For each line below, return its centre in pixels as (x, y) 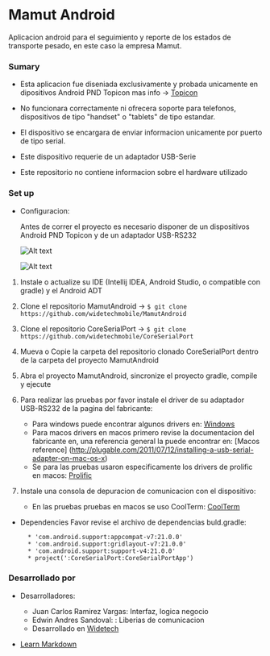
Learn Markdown (48, 644)
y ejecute (35, 384)
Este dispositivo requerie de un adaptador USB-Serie (108, 157)
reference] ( (52, 450)
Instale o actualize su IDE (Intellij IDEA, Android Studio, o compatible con (140, 282)
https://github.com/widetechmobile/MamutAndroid (103, 313)
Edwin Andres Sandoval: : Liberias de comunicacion (118, 620)
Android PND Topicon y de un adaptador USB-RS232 (108, 235)
